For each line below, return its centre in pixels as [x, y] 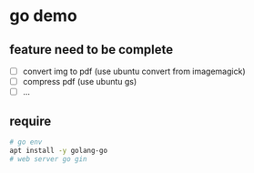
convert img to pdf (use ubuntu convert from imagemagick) [134, 71]
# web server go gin [49, 159]
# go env [26, 142]
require [30, 121]
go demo [43, 16]
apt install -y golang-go [58, 150]
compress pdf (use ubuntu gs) [80, 82]
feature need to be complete [91, 50]
